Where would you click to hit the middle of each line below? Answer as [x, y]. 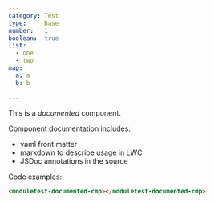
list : [17, 46]
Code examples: [35, 177]
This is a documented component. [65, 113]
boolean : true [34, 38]
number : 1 [28, 30]
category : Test [34, 16]
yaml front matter [48, 144]
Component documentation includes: [69, 128]
